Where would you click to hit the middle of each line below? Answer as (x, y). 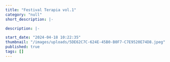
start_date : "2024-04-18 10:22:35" (43, 38)
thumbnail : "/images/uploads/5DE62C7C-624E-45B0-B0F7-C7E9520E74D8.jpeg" (86, 42)
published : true (22, 47)
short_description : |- (29, 19)
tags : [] (15, 51)
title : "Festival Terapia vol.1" (41, 10)
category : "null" (24, 15)
